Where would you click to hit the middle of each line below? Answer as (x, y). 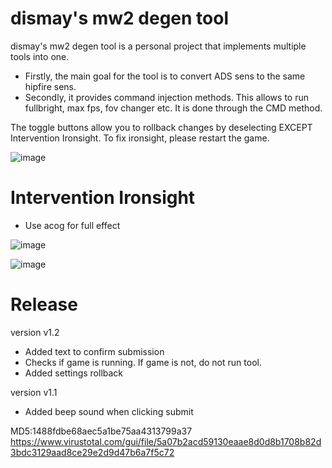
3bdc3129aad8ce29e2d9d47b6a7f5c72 (92, 452)
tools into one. (40, 56)
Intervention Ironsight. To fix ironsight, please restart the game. (140, 138)
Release (44, 304)
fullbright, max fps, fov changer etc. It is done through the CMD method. (173, 108)
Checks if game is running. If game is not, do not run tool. (143, 362)
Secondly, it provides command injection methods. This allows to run (166, 97)
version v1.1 (34, 392)
